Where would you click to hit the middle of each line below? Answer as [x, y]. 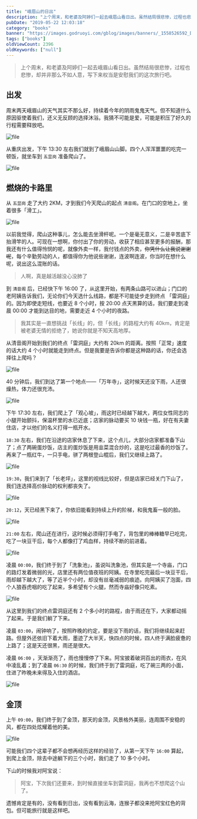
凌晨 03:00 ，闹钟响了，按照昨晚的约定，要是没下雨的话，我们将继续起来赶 [96, 631]
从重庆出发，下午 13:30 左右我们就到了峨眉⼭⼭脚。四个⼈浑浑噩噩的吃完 [94, 149]
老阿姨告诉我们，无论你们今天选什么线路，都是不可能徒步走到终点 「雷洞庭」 [98, 296]
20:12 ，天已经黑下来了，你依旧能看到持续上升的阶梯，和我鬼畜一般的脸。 [95, 510]
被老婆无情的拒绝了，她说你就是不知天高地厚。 [77, 330]
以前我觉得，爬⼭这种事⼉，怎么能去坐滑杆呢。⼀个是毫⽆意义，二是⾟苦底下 [98, 234]
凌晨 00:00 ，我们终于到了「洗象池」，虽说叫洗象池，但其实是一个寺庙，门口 [97, 565]
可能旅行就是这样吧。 [47, 810]
